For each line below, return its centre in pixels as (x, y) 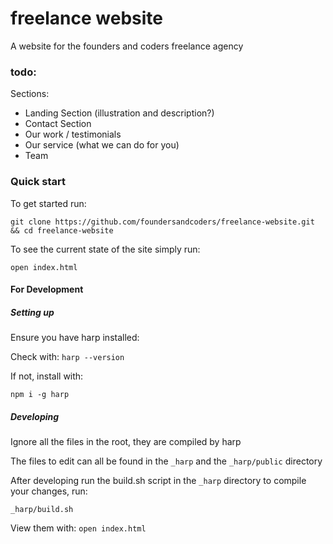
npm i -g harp (40, 395)
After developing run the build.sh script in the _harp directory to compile (158, 481)
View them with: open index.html (78, 528)
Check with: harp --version (67, 357)
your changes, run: (49, 491)
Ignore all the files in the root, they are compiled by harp (126, 442)
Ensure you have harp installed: (75, 338)
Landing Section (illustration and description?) (119, 113)
